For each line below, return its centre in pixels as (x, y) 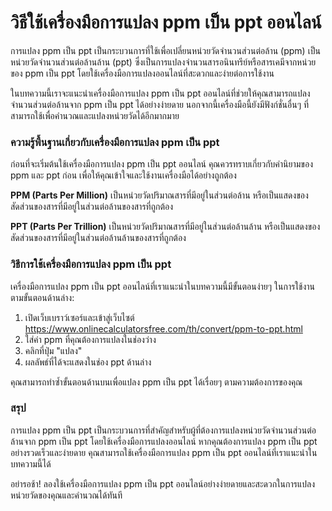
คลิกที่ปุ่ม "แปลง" (53, 350)
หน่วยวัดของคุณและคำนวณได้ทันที (66, 495)
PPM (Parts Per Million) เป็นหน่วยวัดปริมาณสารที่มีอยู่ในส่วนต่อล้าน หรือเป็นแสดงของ (159, 195)
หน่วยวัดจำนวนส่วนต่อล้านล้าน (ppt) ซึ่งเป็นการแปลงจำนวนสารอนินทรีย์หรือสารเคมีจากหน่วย (163, 62)
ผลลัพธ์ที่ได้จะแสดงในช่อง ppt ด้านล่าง (88, 362)
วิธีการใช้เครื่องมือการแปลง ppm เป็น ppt (91, 264)
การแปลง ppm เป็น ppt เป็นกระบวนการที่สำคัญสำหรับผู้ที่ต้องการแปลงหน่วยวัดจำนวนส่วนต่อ (163, 430)
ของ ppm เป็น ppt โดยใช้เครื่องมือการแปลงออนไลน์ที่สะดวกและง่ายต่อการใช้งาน (142, 73)
